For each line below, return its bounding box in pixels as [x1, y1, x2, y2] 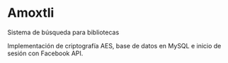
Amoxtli [7, 5, 55, 21]
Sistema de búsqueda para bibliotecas [7, 28, 120, 36]
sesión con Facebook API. [7, 49, 84, 57]
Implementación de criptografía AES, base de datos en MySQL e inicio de [7, 41, 222, 50]
